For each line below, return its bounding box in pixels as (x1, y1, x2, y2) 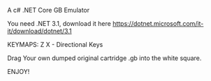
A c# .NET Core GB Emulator (7, 6, 89, 14)
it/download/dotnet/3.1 (7, 27, 72, 35)
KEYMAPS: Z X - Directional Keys (7, 40, 103, 48)
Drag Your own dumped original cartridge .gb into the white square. (7, 54, 202, 62)
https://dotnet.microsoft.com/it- (112, 20, 204, 27)
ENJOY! (7, 68, 30, 75)
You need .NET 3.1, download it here (7, 20, 112, 27)
